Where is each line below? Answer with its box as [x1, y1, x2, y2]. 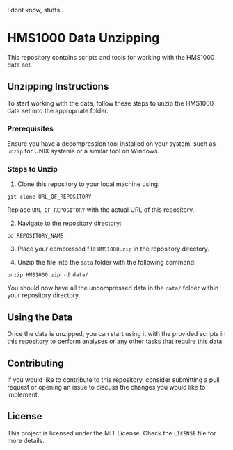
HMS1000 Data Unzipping [7, 31, 160, 46]
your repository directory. [7, 291, 81, 299]
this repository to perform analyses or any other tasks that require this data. [7, 337, 224, 346]
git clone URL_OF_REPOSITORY [7, 194, 92, 201]
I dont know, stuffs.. [7, 6, 64, 14]
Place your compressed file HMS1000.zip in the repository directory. [17, 244, 210, 253]
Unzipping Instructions [7, 81, 109, 92]
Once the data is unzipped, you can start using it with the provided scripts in [7, 330, 226, 338]
